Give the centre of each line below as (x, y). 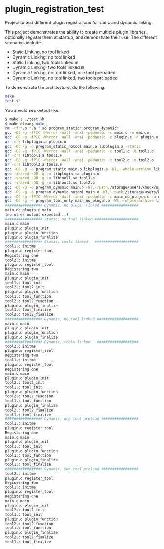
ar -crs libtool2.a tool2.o (34, 165)
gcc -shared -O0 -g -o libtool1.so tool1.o (50, 178)
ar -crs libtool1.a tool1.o (34, 155)
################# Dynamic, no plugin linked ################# (72, 206)
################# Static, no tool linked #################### (72, 219)
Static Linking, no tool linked (41, 52)
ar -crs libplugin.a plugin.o (36, 142)
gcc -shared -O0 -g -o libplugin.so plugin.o (52, 174)
